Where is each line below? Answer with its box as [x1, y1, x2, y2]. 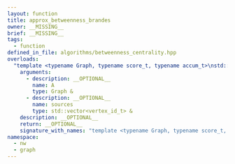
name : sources [32, 101, 73, 108]
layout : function [7, 10, 58, 17]
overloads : [7, 56, 39, 63]
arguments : [20, 68, 52, 75]
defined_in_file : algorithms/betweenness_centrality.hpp [7, 50, 177, 57]
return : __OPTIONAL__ [20, 120, 83, 128]
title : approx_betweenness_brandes [7, 17, 111, 24]
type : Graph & [32, 88, 73, 95]
